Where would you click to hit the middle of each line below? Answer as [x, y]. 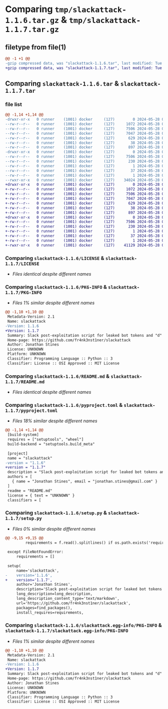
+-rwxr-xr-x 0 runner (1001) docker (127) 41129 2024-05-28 [82, 245]
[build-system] [23, 435]
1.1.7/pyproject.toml [31, 411]
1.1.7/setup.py [24, 519]
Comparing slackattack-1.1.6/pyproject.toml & [64, 405]
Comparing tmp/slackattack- [66, 9]
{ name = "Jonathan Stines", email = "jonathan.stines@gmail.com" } [84, 482]
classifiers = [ [24, 500]
